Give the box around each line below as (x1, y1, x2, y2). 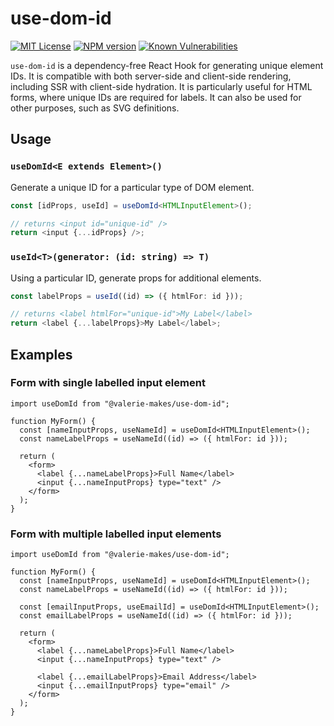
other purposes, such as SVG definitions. (10, 102, 180, 114)
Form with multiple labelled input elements (10, 527, 222, 541)
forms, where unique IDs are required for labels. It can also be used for (10, 91, 302, 103)
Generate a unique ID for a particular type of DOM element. (10, 181, 255, 193)
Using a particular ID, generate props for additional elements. (10, 272, 262, 284)
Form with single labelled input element (10, 376, 206, 390)
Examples (10, 346, 73, 363)
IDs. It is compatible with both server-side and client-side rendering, (10, 70, 292, 82)
